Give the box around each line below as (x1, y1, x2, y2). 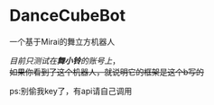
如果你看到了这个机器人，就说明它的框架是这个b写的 (9, 66, 205, 77)
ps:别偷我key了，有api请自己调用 (9, 85, 133, 96)
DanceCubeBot (9, 5, 126, 26)
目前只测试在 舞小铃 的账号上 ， (9, 55, 120, 66)
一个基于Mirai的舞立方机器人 (9, 36, 116, 47)
